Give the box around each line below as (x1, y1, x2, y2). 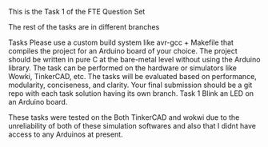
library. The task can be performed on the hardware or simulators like (8, 63, 238, 73)
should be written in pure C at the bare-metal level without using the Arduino (8, 55, 261, 64)
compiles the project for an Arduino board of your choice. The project (8, 46, 238, 55)
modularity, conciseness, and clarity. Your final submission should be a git (8, 80, 253, 89)
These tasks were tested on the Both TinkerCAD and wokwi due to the (8, 113, 240, 122)
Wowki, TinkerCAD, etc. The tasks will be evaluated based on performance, (8, 72, 258, 81)
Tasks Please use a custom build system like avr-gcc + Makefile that (8, 38, 234, 47)
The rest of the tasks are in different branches (8, 22, 160, 31)
